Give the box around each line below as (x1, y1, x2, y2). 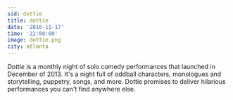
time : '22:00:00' (7, 30, 58, 37)
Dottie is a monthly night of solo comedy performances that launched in (7, 63, 216, 70)
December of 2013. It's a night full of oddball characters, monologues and (7, 70, 222, 78)
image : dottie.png (7, 37, 61, 44)
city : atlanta (7, 43, 49, 50)
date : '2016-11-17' (7, 23, 65, 30)
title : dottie (7, 17, 49, 24)
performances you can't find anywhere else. (7, 85, 136, 93)
